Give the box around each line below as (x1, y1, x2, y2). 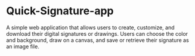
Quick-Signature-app (6, 4, 114, 18)
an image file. (6, 43, 40, 50)
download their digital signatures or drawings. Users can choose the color (6, 30, 188, 37)
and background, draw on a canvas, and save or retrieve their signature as (6, 36, 189, 43)
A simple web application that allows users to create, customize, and (6, 24, 175, 31)
